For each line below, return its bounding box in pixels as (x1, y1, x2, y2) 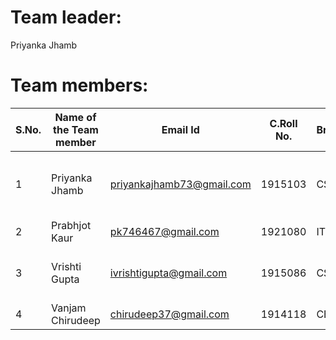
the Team (53, 122, 99, 136)
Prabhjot (51, 218, 92, 232)
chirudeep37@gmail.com (109, 307, 230, 321)
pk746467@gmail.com (109, 224, 220, 238)
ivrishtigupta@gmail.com (109, 266, 228, 280)
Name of (54, 110, 97, 124)
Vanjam (51, 301, 87, 315)
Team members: (10, 74, 149, 97)
